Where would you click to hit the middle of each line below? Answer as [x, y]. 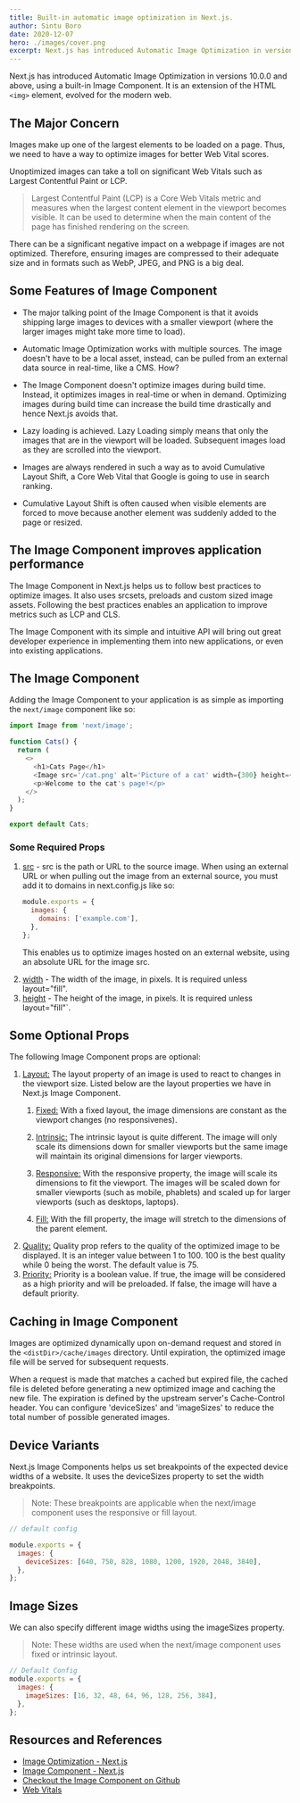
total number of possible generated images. [90, 1417]
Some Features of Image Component [113, 291]
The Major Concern [64, 123]
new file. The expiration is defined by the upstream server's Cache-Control [147, 1399]
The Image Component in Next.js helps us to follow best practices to [135, 586]
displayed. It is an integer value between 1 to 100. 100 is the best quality [154, 1256]
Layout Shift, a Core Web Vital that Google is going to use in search [146, 476]
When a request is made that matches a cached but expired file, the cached [149, 1379]
